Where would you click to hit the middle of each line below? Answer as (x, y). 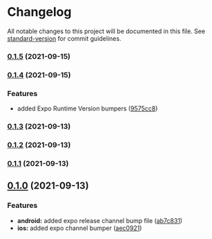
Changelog (39, 12)
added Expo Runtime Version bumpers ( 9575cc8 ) (87, 108)
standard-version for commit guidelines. (64, 38)
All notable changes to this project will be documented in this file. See (106, 31)
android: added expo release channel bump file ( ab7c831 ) (100, 220)
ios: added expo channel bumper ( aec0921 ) (79, 228)
